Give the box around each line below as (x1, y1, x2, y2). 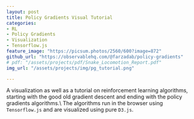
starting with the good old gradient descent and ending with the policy (6, 93, 182, 100)
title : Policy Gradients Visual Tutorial (6, 14, 113, 21)
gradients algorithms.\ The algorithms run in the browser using (6, 100, 163, 107)
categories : (6, 20, 36, 26)
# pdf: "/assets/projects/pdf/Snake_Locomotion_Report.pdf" (6, 59, 162, 65)
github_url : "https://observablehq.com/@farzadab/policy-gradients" (6, 54, 184, 60)
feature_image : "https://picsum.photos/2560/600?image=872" (6, 48, 162, 54)
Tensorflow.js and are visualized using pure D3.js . (6, 106, 134, 114)
